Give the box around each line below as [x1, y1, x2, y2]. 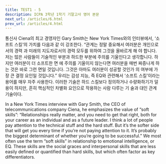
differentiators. [5, 154, 36, 160]
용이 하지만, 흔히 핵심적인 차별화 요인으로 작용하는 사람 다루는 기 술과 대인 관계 [5, 85, 157, 91]
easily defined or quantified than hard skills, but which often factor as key [5, 149, 155, 155]
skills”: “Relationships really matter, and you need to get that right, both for [5, 112, 157, 118]
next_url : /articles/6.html [5, 16, 63, 21]
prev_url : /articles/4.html [5, 21, 63, 26]
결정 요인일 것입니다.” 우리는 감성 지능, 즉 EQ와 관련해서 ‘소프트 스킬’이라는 [15, 73, 160, 79]
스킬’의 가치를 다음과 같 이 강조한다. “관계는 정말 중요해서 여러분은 [14, 42, 142, 48]
